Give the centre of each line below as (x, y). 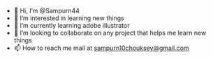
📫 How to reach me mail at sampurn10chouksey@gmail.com (102, 48)
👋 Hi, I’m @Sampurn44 (47, 11)
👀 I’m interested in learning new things (69, 18)
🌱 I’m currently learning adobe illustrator (72, 25)
